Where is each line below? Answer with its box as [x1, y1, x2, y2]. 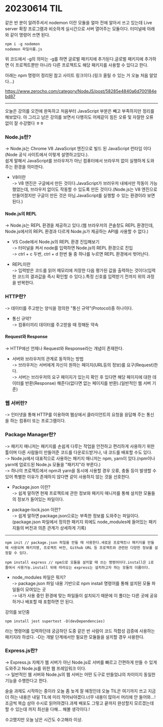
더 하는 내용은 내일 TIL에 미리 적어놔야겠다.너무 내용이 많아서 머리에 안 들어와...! [5, 694, 156, 700]
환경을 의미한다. [14, 164, 44, 170]
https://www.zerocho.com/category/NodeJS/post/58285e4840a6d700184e [5, 88, 157, 94]
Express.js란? [5, 647, 38, 654]
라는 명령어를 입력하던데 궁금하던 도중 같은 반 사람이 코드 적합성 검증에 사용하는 [5, 628, 155, 634]
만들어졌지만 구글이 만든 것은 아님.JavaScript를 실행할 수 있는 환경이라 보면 [12, 193, 155, 198]
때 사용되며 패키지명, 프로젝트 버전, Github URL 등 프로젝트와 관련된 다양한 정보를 [5, 545, 153, 550]
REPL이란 [12, 261, 31, 267]
